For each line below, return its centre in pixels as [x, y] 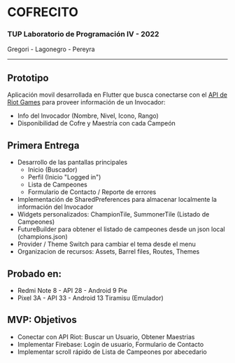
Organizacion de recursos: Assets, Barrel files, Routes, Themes [108, 252]
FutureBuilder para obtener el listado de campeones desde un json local [121, 229]
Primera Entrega [43, 145]
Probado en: [34, 274]
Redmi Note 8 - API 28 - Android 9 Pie [72, 290]
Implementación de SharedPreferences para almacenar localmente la [117, 200]
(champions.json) [42, 237]
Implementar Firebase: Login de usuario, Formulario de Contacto [111, 344]
